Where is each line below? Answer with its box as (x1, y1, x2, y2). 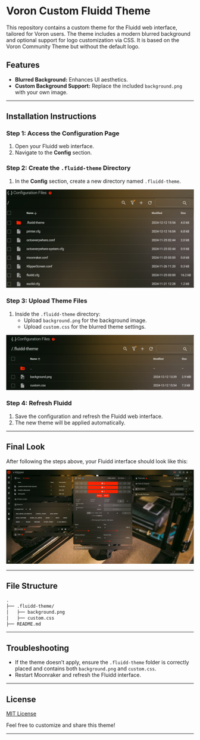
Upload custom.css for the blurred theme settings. (23, 323, 146, 330)
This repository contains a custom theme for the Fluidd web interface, (6, 24, 177, 31)
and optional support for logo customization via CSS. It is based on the (6, 36, 180, 43)
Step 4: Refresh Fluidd (6, 399, 73, 407)
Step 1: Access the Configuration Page (6, 129, 120, 138)
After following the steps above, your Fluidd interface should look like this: (6, 457, 188, 465)
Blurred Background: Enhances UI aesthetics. (14, 76, 128, 83)
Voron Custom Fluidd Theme (6, 4, 151, 18)
